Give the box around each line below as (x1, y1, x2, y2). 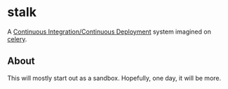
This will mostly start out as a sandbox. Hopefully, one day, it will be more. (7, 74, 222, 82)
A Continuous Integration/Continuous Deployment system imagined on (7, 27, 212, 36)
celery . (7, 34, 27, 43)
